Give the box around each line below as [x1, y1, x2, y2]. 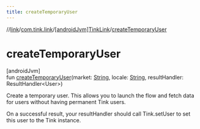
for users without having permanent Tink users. [6, 98, 127, 105]
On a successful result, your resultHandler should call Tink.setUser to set [6, 110, 191, 117]
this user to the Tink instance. [6, 116, 81, 124]
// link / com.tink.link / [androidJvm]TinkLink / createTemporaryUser [6, 26, 167, 33]
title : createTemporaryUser [6, 9, 78, 15]
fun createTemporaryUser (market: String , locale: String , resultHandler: [6, 74, 183, 81]
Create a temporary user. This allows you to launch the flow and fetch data [6, 92, 194, 99]
